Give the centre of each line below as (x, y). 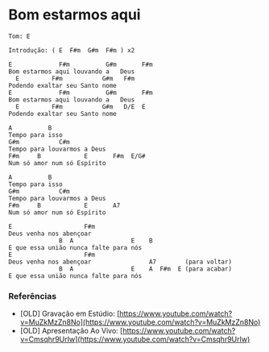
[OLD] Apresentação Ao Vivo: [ (71, 331)
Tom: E (19, 36)
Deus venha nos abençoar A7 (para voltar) (120, 262)
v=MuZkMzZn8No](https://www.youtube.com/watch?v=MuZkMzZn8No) (140, 322)
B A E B (106, 240)
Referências (33, 296)
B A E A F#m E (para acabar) (145, 269)
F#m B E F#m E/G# (77, 156)
